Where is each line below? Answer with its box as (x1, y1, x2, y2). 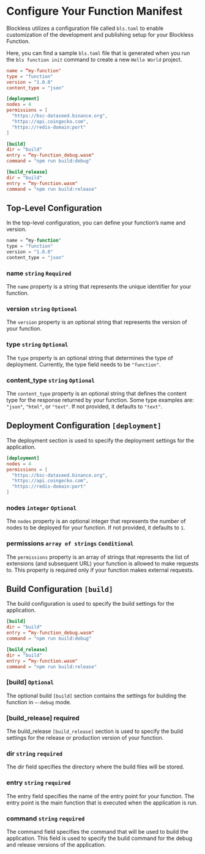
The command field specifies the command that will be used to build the (6, 828, 188, 835)
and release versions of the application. (6, 841, 106, 848)
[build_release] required (6, 713, 80, 722)
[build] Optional (6, 678, 54, 687)
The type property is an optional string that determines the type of (6, 354, 173, 361)
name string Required (6, 269, 72, 278)
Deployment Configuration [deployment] (6, 421, 162, 431)
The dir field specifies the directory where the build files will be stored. (6, 763, 185, 771)
